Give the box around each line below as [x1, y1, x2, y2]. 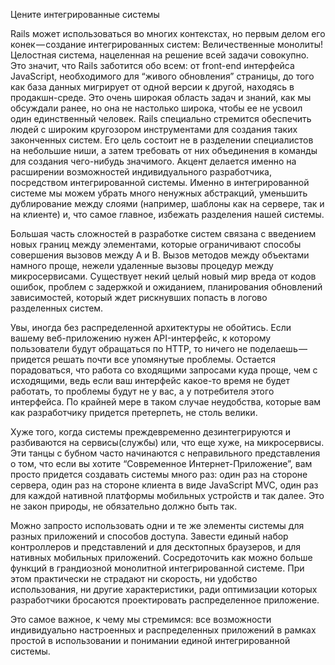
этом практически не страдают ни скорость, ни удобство [10, 573, 258, 584]
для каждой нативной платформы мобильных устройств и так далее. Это [10, 490, 325, 501]
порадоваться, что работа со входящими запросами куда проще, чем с [10, 364, 318, 376]
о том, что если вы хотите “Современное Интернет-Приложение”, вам [10, 458, 313, 469]
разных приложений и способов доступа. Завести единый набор [10, 530, 289, 542]
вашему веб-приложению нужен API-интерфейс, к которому [10, 332, 272, 344]
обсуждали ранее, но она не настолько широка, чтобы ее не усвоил [10, 102, 303, 114]
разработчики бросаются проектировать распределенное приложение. [10, 594, 320, 606]
